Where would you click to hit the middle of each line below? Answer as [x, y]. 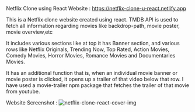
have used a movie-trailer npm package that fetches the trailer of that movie [98, 85]
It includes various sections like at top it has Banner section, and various [93, 43]
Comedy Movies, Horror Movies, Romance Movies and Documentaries [91, 55]
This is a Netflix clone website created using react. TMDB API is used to [92, 19]
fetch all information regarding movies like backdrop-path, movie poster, [93, 26]
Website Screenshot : [32, 103]
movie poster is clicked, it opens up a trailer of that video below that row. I [95, 79]
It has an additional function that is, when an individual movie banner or [92, 73]
